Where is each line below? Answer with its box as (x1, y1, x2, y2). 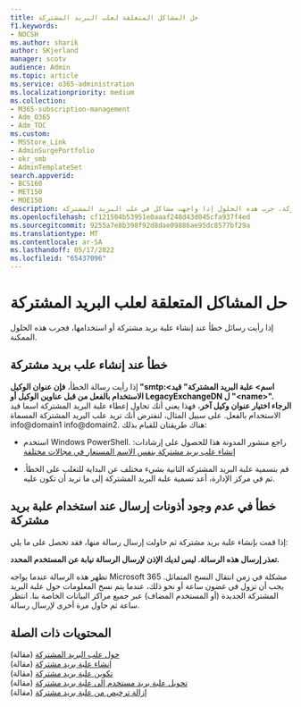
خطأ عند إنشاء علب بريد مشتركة (10, 358, 168, 373)
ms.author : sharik (10, 38, 79, 47)
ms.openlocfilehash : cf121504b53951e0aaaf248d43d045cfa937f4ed (10, 212, 251, 222)
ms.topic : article (10, 72, 79, 80)
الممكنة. (10, 332, 38, 342)
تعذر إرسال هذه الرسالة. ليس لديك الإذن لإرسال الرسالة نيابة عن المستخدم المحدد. (10, 553, 280, 564)
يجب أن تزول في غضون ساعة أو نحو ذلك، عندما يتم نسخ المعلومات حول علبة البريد (10, 580, 284, 591)
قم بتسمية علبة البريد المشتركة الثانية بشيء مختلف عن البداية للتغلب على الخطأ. (22, 463, 289, 474)
